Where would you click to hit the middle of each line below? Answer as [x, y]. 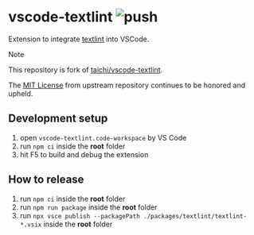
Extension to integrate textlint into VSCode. [79, 39]
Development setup [58, 119]
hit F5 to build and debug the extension [84, 154]
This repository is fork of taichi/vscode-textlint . [86, 69]
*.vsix [31, 225]
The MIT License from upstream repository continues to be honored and [127, 85]
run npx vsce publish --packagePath [80, 215]
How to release [46, 180]
